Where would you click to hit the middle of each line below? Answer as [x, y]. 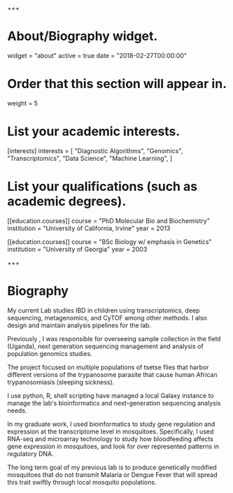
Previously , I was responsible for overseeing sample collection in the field [114, 338]
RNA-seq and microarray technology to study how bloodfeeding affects [110, 438]
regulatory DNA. [30, 453]
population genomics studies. [50, 353]
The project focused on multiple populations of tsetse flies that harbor [108, 367]
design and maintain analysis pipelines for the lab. [79, 325]
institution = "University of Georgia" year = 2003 [77, 249]
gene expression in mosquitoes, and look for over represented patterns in [113, 446]
